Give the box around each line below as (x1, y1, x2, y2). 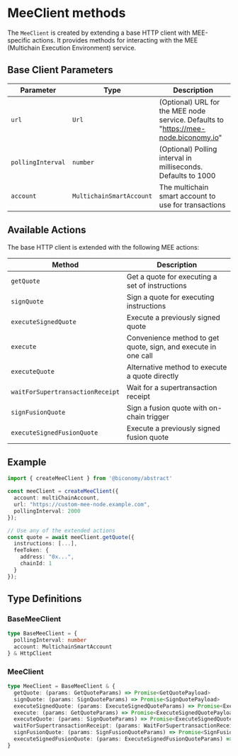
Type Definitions (7, 593, 82, 605)
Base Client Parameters (7, 64, 113, 76)
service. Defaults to (159, 115, 225, 125)
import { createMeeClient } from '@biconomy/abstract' (7, 475, 173, 482)
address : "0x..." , (20, 553, 74, 561)
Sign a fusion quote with (126, 403, 208, 413)
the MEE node (159, 106, 206, 116)
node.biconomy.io (159, 133, 220, 143)
